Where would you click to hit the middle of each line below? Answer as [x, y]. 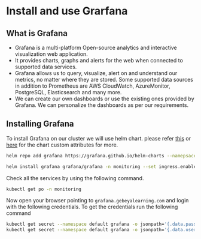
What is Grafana [37, 33]
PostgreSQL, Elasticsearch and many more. [68, 92]
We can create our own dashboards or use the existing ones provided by [104, 98]
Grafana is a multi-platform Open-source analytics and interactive [96, 47]
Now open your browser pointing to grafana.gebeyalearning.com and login [98, 201]
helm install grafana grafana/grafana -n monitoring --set [81, 166]
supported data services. [46, 67]
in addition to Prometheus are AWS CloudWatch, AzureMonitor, [92, 86]
